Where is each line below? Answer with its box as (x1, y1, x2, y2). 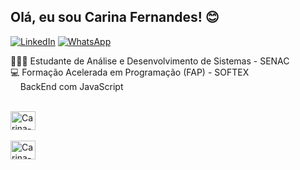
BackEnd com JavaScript (19, 80, 124, 92)
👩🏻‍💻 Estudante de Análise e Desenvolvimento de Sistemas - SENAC (10, 55, 290, 67)
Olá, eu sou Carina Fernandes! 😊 (10, 9, 220, 26)
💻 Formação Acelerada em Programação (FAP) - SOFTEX (10, 66, 250, 78)
